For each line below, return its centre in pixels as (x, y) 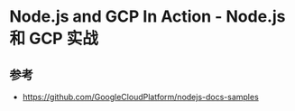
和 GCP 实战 (54, 39)
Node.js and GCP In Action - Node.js (147, 17)
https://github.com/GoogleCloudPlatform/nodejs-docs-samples (140, 97)
